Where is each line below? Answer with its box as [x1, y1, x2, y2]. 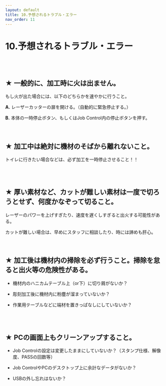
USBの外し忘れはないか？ [12, 375, 67, 381]
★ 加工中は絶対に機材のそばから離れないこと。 [5, 142, 154, 150]
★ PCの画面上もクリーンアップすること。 [5, 333, 136, 342]
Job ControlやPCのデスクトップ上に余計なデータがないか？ [12, 365, 137, 371]
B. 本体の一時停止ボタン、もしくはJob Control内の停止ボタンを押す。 [5, 115, 150, 121]
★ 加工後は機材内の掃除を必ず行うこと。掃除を [5, 256, 153, 265]
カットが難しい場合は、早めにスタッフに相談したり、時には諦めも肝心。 [5, 229, 156, 235]
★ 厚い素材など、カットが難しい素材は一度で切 [5, 188, 153, 197]
